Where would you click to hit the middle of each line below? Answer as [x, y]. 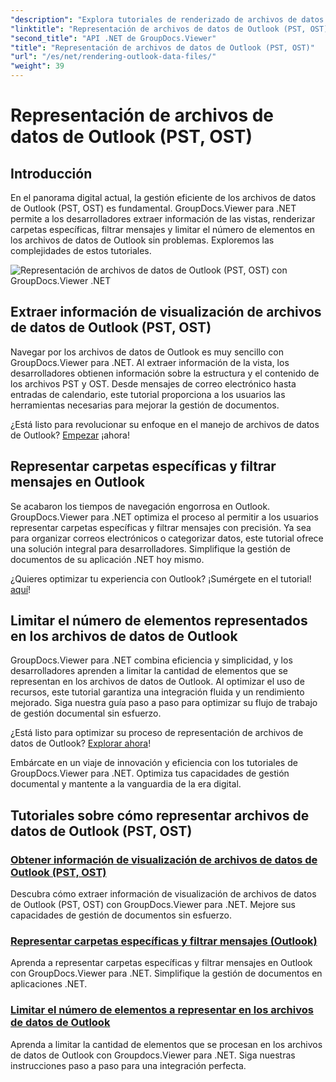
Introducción [51, 173]
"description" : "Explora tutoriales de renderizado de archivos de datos [167, 19]
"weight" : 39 [37, 66]
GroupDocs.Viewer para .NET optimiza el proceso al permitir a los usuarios [164, 517]
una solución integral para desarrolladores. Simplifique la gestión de [150, 548]
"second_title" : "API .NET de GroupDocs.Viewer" [113, 38]
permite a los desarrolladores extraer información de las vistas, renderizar [163, 219]
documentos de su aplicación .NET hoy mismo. [107, 559]
